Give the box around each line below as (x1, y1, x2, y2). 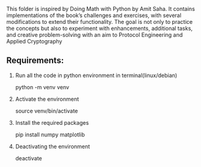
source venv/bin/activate (15, 107, 78, 114)
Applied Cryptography (6, 38, 63, 45)
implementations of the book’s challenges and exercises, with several (6, 12, 182, 19)
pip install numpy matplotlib (15, 131, 85, 138)
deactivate (15, 154, 42, 161)
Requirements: (6, 55, 64, 66)
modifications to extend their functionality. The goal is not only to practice (6, 18, 193, 25)
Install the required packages (15, 119, 89, 126)
